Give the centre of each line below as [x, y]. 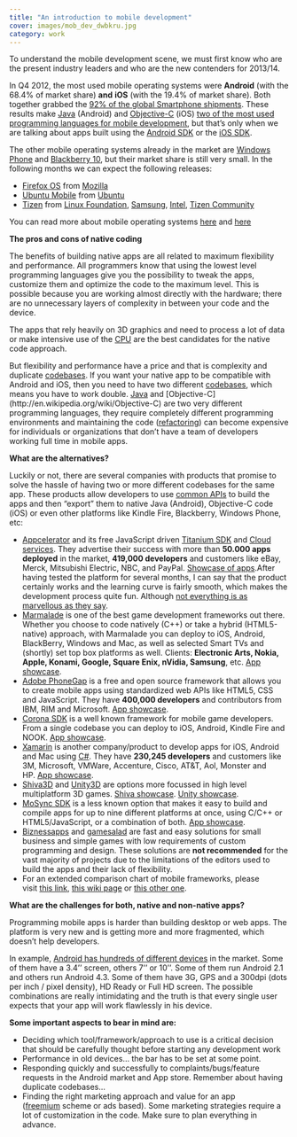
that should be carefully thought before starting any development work [151, 1049]
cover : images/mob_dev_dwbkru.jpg [73, 26]
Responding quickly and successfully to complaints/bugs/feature [141, 1068]
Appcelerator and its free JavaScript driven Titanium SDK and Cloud [147, 540]
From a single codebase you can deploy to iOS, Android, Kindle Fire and [153, 728]
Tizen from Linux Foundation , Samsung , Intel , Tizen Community [138, 205]
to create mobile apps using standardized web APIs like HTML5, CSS [148, 690]
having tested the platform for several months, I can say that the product [154, 578]
